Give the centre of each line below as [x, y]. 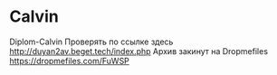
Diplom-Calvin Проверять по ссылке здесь [91, 42]
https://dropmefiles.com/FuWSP [69, 61]
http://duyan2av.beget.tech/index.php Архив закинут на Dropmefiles [139, 51]
